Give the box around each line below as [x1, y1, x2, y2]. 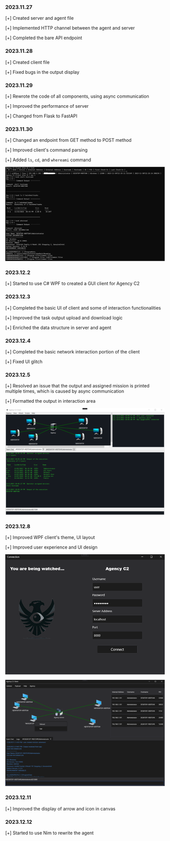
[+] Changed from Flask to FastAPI [5, 113, 77, 119]
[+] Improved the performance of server [5, 103, 89, 109]
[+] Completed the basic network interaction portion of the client [5, 348, 140, 354]
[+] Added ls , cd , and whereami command [5, 157, 91, 163]
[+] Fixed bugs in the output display [5, 69, 79, 75]
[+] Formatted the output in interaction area [5, 398, 96, 404]
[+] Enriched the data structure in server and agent [5, 324, 111, 331]
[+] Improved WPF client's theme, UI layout [5, 534, 95, 540]
